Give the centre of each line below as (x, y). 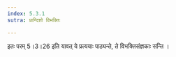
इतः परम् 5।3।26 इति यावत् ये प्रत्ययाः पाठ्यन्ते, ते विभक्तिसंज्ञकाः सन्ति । (88, 46)
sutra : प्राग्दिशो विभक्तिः (34, 20)
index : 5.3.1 (26, 14)
